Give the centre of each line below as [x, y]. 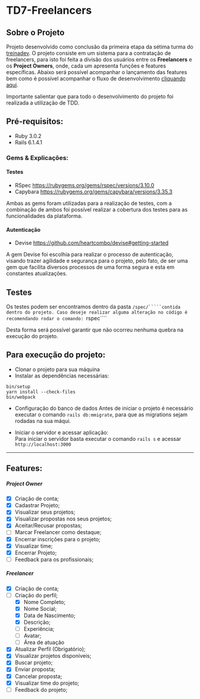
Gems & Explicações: [37, 158]
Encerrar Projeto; [36, 553]
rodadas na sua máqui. [43, 421]
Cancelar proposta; [38, 676]
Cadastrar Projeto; [37, 505]
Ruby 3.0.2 [28, 136]
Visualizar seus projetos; [45, 512]
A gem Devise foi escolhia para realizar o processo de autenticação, [90, 255]
